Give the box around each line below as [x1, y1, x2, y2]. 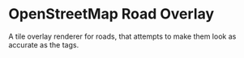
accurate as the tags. [8, 39, 79, 49]
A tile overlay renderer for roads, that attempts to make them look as [8, 31, 237, 41]
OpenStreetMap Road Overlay [8, 5, 215, 23]
